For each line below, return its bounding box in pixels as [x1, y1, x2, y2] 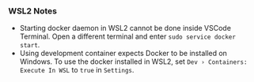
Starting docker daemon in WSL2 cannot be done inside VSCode [19, 24, 232, 33]
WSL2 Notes [8, 6, 58, 17]
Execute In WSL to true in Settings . [19, 65, 135, 75]
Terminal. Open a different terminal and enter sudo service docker [19, 32, 236, 41]
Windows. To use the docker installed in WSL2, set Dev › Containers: [19, 57, 248, 66]
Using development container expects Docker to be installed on [19, 49, 228, 58]
